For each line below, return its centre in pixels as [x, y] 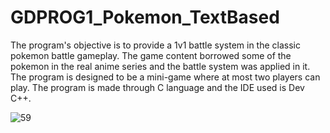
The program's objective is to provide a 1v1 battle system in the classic [155, 45]
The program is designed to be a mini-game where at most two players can [165, 77]
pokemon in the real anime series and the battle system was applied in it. [160, 66]
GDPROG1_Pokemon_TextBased [145, 17]
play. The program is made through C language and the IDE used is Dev [157, 87]
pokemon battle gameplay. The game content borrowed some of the [151, 55]
